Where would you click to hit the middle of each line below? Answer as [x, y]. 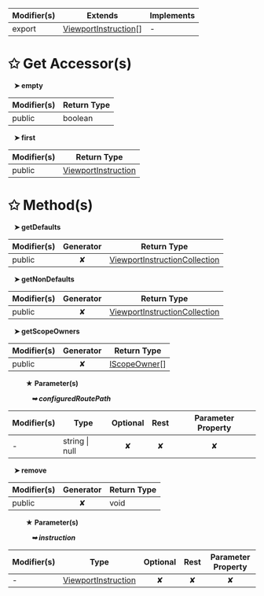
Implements [172, 15]
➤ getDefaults [37, 226]
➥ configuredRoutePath [71, 398]
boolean [78, 118]
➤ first [25, 138]
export [24, 29]
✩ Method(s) [51, 206]
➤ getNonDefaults [44, 279]
